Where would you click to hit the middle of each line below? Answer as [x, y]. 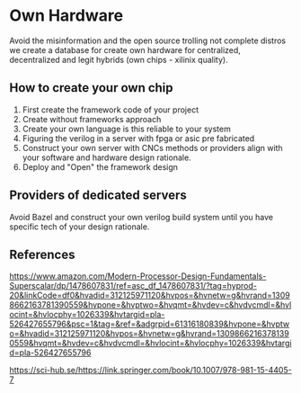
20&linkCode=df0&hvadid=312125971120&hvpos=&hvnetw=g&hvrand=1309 [150, 295]
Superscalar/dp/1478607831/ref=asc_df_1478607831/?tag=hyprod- [133, 286]
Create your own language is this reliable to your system [126, 129]
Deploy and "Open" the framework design [100, 166]
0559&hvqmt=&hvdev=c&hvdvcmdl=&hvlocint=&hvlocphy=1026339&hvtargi [150, 344]
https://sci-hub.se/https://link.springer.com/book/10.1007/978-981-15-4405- [150, 371]
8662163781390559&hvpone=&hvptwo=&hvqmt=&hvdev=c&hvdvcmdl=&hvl [150, 305]
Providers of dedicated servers [98, 196]
